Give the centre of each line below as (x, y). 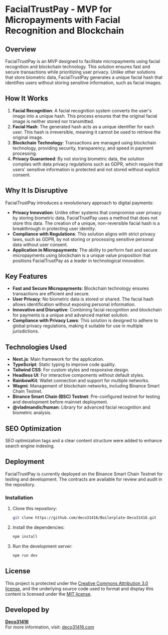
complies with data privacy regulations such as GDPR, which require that (88, 164)
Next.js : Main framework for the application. (58, 359)
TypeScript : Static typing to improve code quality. (64, 365)
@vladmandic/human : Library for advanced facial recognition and (81, 407)
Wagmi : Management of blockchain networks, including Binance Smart (86, 386)
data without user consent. (40, 245)
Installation (19, 498)
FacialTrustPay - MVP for (58, 9)
